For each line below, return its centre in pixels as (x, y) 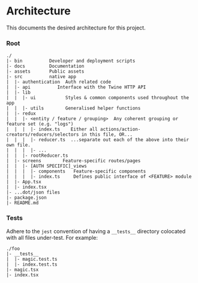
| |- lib (19, 93)
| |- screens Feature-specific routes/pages (73, 161)
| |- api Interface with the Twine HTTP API (76, 87)
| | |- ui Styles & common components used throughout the (97, 98)
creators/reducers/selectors (43, 135)
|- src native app (41, 77)
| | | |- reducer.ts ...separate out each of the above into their (97, 140)
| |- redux (21, 114)
